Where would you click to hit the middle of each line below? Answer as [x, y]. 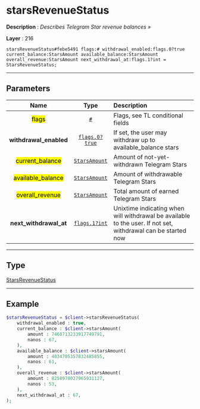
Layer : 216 [20, 38]
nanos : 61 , [43, 362]
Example [23, 304]
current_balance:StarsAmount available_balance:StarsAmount [82, 54]
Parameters [28, 89]
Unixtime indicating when [149, 208]
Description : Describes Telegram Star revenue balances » [79, 27]
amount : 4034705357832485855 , [66, 356]
